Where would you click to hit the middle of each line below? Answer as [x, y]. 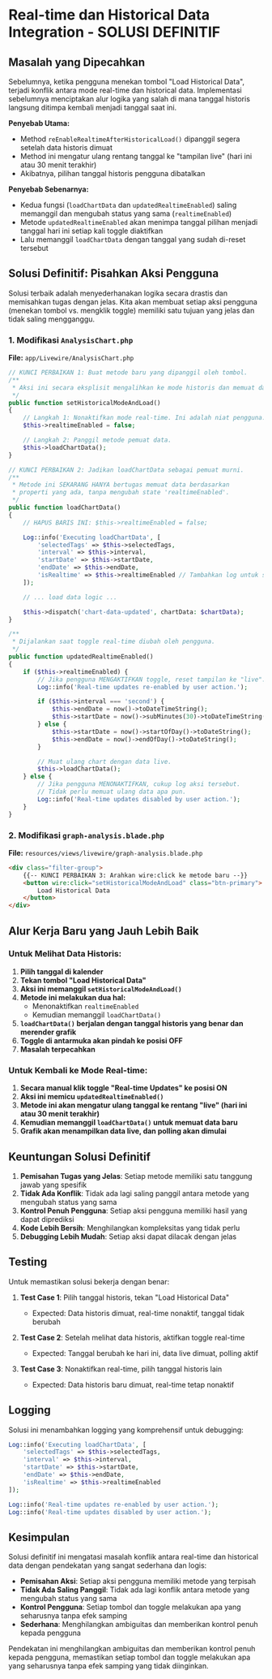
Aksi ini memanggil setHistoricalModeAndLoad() [101, 989]
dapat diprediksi [47, 1219]
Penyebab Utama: [39, 123]
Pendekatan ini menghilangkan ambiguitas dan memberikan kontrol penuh [132, 1649]
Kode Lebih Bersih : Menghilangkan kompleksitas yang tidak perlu [130, 1228]
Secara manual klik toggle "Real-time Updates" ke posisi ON [124, 1088]
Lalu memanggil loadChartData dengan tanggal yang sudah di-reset [133, 240]
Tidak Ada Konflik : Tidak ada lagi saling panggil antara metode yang [134, 1193]
